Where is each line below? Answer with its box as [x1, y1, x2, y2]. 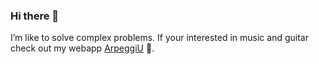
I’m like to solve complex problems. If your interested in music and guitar [10, 32, 309, 44]
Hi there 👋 [10, 9, 60, 23]
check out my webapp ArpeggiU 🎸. [10, 42, 155, 54]
